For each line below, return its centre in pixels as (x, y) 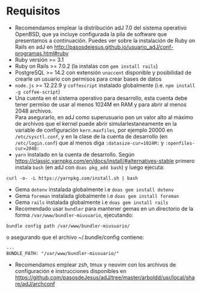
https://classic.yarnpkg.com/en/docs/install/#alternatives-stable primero (105, 161)
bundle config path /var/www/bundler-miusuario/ (68, 226)
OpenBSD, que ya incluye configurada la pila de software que (91, 34)
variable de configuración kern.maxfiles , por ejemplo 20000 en (94, 130)
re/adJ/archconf (35, 283)
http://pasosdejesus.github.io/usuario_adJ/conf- (114, 47)
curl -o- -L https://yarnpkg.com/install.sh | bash (72, 178)
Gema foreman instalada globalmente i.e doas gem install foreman (97, 196)
